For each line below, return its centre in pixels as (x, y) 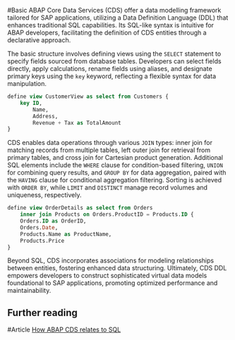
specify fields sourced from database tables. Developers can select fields (114, 61)
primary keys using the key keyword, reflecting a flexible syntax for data (112, 76)
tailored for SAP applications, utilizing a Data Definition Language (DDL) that (118, 18)
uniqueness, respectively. (44, 195)
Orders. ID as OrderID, (53, 221)
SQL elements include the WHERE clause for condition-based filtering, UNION (115, 165)
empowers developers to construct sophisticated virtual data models (107, 276)
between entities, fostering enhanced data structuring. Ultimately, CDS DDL (117, 268)
